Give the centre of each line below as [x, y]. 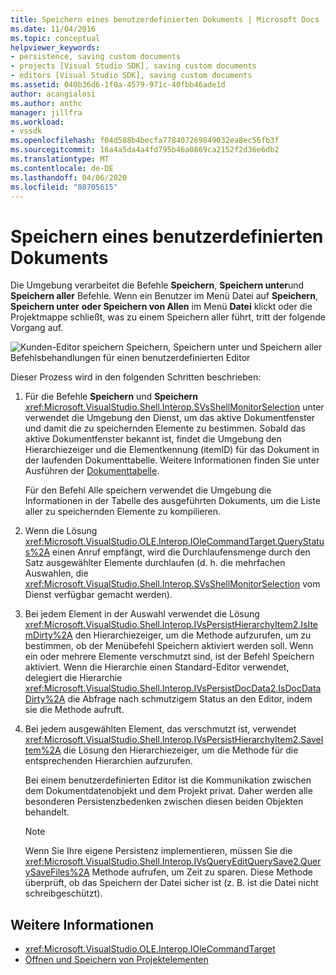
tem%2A [43, 750]
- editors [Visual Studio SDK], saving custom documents [131, 76]
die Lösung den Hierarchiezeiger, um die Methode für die [181, 750]
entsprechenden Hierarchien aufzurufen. [108, 761]
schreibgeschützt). [63, 893]
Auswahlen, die [56, 573]
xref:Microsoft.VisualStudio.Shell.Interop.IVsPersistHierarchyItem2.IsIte [171, 625]
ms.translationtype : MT [60, 159]
